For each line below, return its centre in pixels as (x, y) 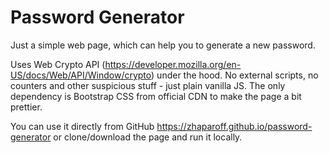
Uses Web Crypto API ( (58, 64)
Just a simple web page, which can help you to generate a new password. (163, 45)
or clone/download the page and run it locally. (148, 137)
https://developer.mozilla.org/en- (173, 64)
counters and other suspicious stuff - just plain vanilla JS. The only (148, 85)
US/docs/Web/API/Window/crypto (81, 75)
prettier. (26, 107)
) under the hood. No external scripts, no (235, 75)
